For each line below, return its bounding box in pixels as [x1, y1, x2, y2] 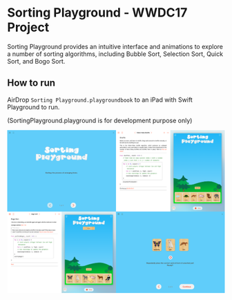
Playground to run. [7, 102, 60, 111]
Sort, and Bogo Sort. [7, 57, 66, 65]
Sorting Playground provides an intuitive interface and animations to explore [7, 42, 223, 50]
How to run [7, 77, 56, 89]
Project [7, 19, 50, 35]
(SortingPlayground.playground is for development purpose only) [7, 116, 193, 124]
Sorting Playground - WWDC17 [7, 5, 188, 21]
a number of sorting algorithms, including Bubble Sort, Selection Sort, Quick [7, 50, 223, 58]
